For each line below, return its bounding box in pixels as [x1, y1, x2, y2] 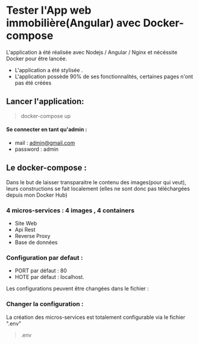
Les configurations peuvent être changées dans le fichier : [6, 285, 149, 292]
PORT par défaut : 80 [14, 267, 67, 274]
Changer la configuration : [6, 300, 84, 308]
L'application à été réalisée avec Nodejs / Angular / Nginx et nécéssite [6, 48, 178, 55]
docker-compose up [20, 112, 71, 119]
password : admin [14, 145, 59, 153]
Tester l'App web [6, 4, 92, 17]
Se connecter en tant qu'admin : [6, 126, 87, 133]
